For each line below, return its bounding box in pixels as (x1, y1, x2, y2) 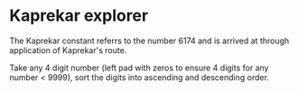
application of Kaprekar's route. (9, 44, 127, 55)
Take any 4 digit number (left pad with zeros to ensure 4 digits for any (9, 62, 269, 73)
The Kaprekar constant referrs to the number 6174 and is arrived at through (9, 35, 290, 46)
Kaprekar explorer (9, 5, 149, 26)
